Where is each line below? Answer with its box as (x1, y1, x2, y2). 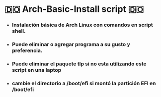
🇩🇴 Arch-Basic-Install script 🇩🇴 (4, 3, 144, 15)
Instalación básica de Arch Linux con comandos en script (11, 21, 154, 28)
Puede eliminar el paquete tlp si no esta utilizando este (11, 60, 147, 67)
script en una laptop (11, 66, 62, 73)
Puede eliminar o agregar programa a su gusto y (11, 41, 130, 48)
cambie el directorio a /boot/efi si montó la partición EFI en (11, 80, 156, 87)
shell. (11, 28, 26, 35)
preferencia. (11, 47, 43, 54)
